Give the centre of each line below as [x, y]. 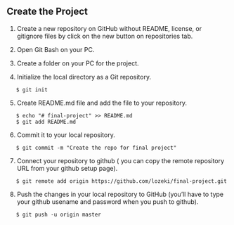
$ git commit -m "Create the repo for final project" [96, 148]
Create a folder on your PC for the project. [78, 63]
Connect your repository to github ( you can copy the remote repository [121, 160]
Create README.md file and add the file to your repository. [102, 103]
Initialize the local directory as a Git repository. [84, 77]
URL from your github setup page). [67, 168]
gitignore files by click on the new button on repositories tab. [105, 36]
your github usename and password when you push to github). [108, 201]
